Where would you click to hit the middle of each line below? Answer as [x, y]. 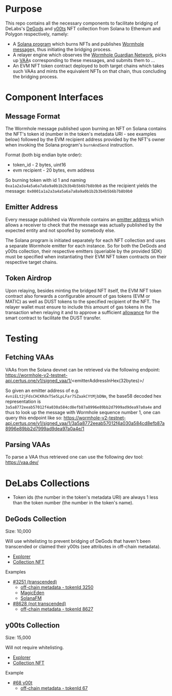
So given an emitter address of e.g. [42, 391]
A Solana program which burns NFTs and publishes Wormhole [78, 44]
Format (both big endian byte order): [44, 155]
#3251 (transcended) [35, 582]
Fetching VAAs [30, 357]
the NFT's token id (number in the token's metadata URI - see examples [81, 134]
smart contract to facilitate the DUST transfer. [53, 318]
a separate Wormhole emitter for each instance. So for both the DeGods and [86, 245]
